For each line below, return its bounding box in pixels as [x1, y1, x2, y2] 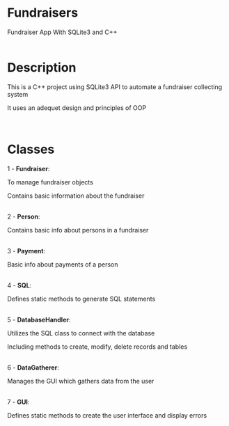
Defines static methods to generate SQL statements [7, 294, 156, 303]
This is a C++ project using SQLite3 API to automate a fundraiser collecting [7, 82, 223, 91]
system [7, 90, 29, 98]
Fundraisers [7, 5, 79, 21]
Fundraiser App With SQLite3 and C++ [7, 28, 118, 36]
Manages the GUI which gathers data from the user [7, 377, 155, 385]
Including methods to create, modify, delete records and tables [7, 342, 188, 351]
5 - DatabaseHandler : [7, 315, 71, 324]
